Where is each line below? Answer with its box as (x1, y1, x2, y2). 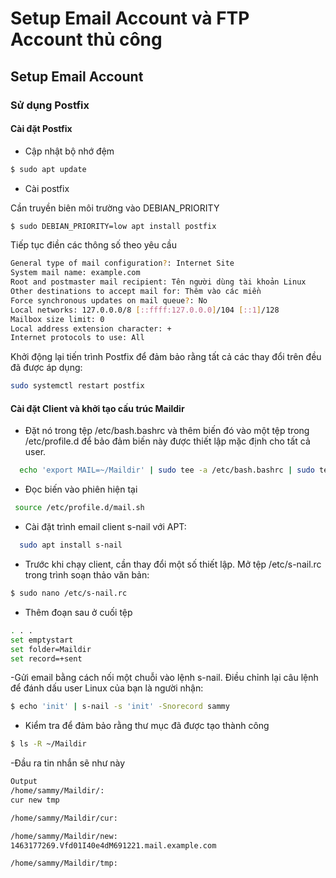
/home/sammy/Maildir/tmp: (10, 858, 118, 869)
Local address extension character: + (10, 323, 172, 334)
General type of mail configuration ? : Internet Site (10, 258, 235, 269)
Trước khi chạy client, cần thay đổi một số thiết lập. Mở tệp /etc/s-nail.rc (24, 558, 322, 571)
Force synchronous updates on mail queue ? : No (10, 295, 208, 306)
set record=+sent (10, 653, 83, 664)
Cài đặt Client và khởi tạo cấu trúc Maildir (10, 402, 185, 414)
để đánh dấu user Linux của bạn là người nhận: (10, 682, 204, 694)
